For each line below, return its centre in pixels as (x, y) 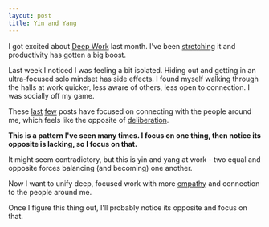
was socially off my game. (51, 95)
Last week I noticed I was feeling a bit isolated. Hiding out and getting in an (132, 70)
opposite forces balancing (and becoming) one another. (100, 168)
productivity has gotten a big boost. (67, 55)
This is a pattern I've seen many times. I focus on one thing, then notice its (134, 135)
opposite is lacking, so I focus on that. (73, 144)
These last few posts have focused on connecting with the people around (130, 111)
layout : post (30, 16)
